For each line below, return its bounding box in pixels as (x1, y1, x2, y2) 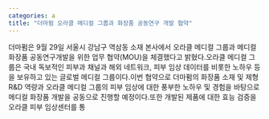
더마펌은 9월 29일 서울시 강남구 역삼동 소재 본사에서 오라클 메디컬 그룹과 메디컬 (8, 42, 257, 52)
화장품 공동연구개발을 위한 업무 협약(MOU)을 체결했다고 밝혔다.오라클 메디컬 (8, 52, 247, 61)
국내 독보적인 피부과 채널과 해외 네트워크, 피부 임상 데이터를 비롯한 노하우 (22, 61, 253, 72)
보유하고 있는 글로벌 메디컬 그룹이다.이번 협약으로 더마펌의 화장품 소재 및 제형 (16, 72, 259, 81)
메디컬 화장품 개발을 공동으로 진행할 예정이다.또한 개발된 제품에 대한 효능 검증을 (8, 92, 257, 101)
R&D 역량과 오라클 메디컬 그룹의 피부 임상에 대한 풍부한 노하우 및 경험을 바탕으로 (8, 81, 260, 92)
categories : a (8, 11, 56, 20)
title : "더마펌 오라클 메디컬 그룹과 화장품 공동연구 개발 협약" (8, 19, 193, 27)
